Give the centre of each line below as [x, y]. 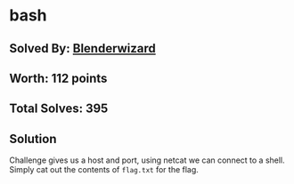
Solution [33, 139]
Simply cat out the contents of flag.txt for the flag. [104, 170]
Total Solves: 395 [59, 109]
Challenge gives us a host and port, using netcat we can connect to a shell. [147, 160]
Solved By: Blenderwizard [82, 48]
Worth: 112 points [58, 78]
